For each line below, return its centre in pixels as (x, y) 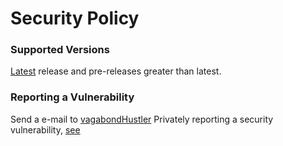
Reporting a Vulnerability (72, 97)
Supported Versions (60, 50)
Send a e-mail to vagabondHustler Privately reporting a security (142, 119)
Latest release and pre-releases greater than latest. (116, 71)
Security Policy (75, 18)
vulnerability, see (45, 129)
